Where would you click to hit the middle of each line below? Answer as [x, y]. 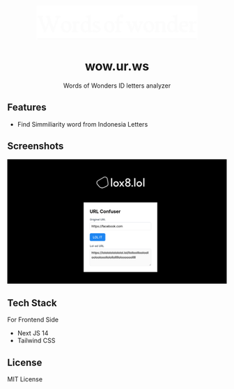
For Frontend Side [33, 320]
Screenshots [36, 146]
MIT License [25, 379]
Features [27, 108]
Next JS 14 [33, 333]
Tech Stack [32, 303]
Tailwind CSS [36, 341]
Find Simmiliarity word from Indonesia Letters [83, 124]
